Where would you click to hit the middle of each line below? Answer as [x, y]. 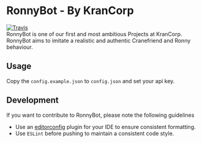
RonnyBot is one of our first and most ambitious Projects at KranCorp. [94, 34]
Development [33, 101]
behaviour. [20, 47]
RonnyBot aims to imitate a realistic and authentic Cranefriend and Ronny [99, 40]
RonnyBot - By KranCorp [70, 11]
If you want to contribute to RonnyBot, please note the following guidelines [100, 115]
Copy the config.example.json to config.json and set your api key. [91, 81]
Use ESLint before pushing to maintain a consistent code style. [95, 133]
